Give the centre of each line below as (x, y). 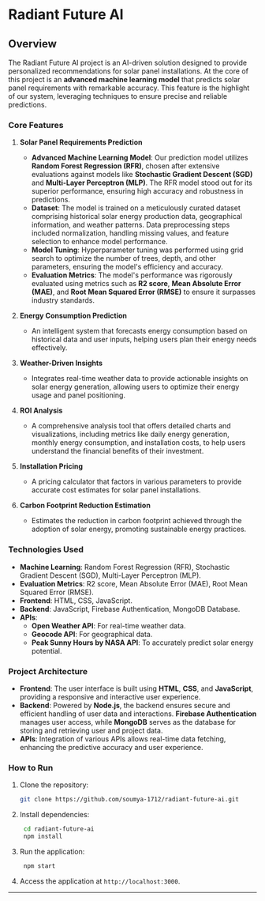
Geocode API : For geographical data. (92, 634)
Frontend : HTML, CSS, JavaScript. (76, 600)
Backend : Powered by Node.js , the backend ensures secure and (125, 705)
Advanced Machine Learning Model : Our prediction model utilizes (140, 158)
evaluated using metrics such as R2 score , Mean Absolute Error (136, 284)
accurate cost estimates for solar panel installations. (116, 490)
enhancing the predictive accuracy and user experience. (111, 747)
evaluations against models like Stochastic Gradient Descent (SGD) (142, 175)
